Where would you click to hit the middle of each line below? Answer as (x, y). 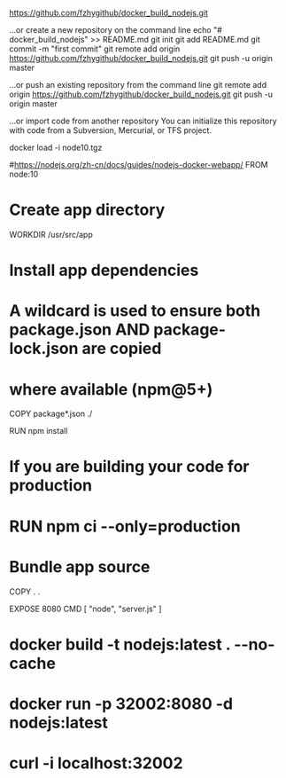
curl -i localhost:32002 (96, 763)
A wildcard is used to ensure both (135, 311)
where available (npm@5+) (111, 389)
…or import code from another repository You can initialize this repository (143, 121)
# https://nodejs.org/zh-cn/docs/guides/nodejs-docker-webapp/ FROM (139, 165)
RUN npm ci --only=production (125, 526)
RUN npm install (39, 431)
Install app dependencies (104, 271)
